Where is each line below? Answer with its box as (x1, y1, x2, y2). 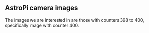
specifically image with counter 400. (5, 22, 79, 28)
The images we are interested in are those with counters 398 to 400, (5, 17, 144, 23)
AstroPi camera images (5, 4, 78, 12)
